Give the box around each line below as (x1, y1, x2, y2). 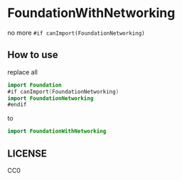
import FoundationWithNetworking (7, 128, 107, 135)
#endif (7, 101, 27, 108)
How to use (7, 49, 58, 61)
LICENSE (7, 147, 48, 159)
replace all (7, 67, 38, 76)
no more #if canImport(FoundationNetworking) (7, 28, 145, 37)
